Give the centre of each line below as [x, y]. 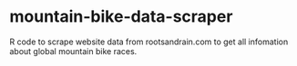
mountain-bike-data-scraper [121, 17]
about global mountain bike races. [73, 51]
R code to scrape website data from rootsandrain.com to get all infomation [149, 42]
